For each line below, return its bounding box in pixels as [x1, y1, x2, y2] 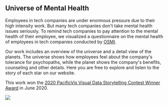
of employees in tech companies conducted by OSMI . [5, 39, 117, 45]
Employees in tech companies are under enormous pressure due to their [5, 17, 155, 23]
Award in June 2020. [5, 85, 49, 91]
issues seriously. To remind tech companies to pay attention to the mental [5, 28, 158, 34]
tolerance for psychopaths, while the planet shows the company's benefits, [5, 59, 161, 65]
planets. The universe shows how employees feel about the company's [5, 54, 152, 60]
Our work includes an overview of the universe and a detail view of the [5, 48, 152, 54]
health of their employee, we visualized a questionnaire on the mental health [5, 33, 163, 39]
